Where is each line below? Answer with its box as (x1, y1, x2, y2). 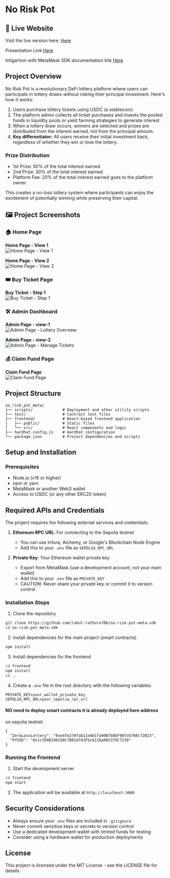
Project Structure (5, 389, 61, 398)
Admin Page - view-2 (5, 337, 51, 343)
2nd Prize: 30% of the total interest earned (12, 169, 103, 175)
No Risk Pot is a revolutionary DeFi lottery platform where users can (5, 85, 148, 91)
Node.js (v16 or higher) (12, 475, 61, 481)
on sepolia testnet (5, 719, 43, 725)
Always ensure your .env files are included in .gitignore (12, 818, 132, 824)
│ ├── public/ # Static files (5, 421, 95, 426)
